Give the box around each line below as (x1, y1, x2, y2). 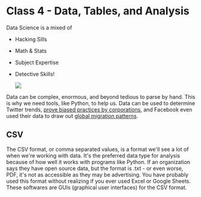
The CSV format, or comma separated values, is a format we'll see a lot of (6, 146, 189, 153)
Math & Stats (14, 47, 47, 54)
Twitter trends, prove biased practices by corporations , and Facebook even (6, 106, 193, 113)
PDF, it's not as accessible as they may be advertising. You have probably (6, 171, 189, 178)
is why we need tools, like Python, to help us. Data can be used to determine (6, 99, 196, 107)
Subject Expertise (14, 59, 59, 66)
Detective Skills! (14, 70, 55, 77)
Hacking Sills (14, 35, 47, 43)
